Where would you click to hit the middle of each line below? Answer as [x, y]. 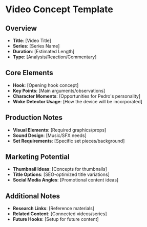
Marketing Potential [38, 157]
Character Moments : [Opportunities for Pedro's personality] [77, 96]
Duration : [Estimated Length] [44, 51]
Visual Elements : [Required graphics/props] [59, 130]
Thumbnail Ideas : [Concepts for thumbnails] [60, 169]
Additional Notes [33, 196]
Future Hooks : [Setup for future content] [56, 219]
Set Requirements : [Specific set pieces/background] [69, 141]
